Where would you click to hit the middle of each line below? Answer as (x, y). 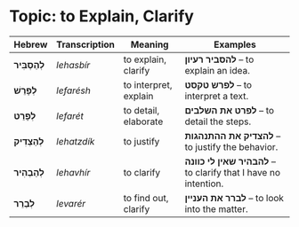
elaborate (143, 121)
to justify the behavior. (231, 146)
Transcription (86, 44)
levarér (71, 203)
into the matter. (216, 208)
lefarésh (73, 90)
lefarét (70, 115)
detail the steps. (218, 121)
